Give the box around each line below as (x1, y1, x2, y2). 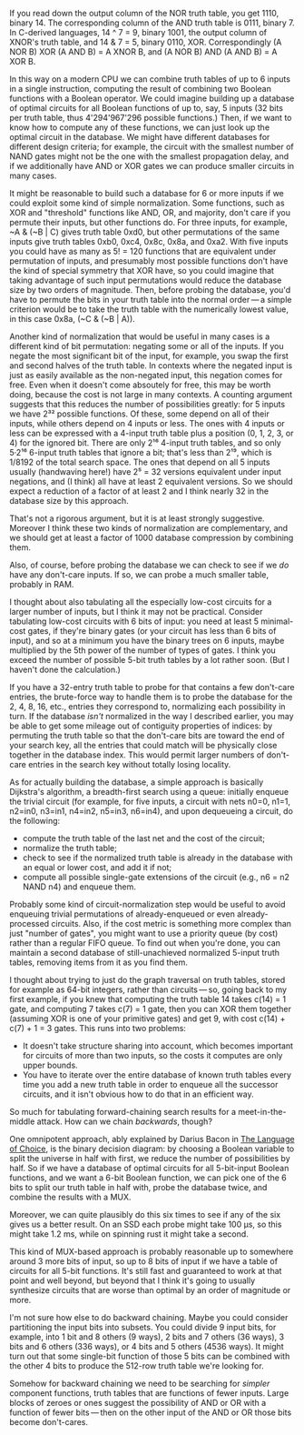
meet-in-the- (237, 1107, 287, 1117)
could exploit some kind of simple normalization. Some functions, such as (9, 197, 285, 208)
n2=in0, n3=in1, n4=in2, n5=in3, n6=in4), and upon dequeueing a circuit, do (9, 806, 293, 817)
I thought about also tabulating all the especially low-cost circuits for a (9, 597, 272, 607)
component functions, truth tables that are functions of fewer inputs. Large (9, 1388, 289, 1399)
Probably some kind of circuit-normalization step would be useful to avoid (9, 899, 286, 909)
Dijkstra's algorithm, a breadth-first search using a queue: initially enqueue (9, 787, 289, 797)
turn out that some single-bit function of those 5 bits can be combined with (9, 1350, 290, 1361)
